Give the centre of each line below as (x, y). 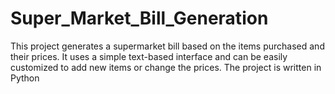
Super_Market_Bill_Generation (139, 18)
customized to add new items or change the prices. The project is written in (166, 67)
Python (25, 78)
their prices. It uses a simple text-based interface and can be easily (149, 56)
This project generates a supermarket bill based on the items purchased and (167, 46)
